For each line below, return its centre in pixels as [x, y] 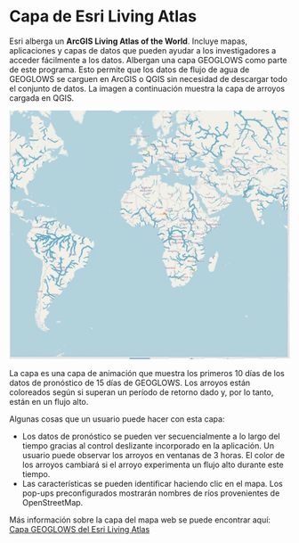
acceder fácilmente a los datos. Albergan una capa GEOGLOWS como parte [148, 60]
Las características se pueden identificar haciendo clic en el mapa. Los [152, 484]
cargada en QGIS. [42, 98]
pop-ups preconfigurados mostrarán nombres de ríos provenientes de [151, 493]
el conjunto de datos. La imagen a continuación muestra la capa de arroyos [147, 88]
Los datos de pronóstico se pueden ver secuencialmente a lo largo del [151, 436]
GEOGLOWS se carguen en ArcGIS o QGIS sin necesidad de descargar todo [148, 78]
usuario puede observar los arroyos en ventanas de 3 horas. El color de [153, 456]
